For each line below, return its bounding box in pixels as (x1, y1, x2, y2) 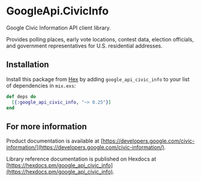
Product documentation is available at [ (6, 137, 103, 145)
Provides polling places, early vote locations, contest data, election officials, (6, 35, 194, 43)
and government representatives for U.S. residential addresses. (6, 42, 163, 49)
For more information (6, 121, 87, 132)
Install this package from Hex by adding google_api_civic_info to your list (6, 75, 190, 82)
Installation (6, 60, 49, 70)
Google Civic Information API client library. (6, 24, 111, 31)
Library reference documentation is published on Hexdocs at (6, 155, 157, 163)
